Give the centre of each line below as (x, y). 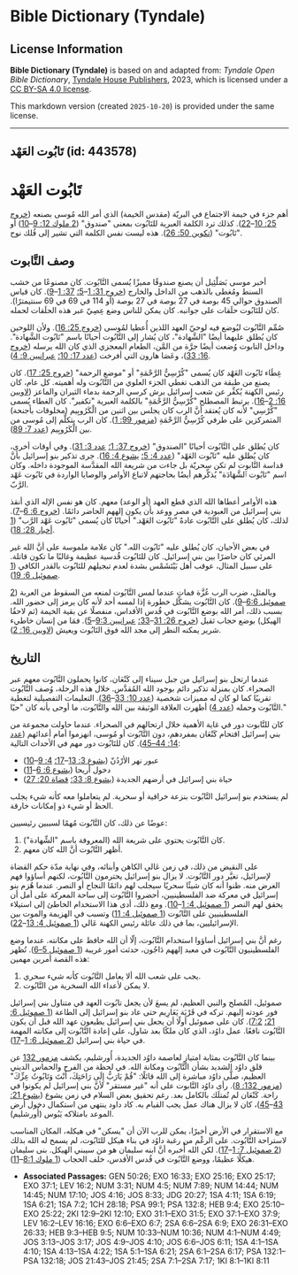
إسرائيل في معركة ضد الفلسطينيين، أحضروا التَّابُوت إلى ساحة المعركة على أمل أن (144, 895)
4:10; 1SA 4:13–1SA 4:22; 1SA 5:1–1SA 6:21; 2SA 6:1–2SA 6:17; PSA (142, 1251)
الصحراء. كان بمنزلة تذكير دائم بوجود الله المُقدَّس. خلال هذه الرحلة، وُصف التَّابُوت (142, 688)
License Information (66, 49)
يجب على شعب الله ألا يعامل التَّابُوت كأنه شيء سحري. (112, 976)
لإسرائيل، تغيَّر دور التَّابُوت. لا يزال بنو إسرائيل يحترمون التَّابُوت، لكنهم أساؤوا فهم (141, 876)
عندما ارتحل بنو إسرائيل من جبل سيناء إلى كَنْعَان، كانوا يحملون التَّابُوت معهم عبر (139, 679)
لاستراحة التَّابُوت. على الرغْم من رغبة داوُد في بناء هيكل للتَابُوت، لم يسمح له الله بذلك (148, 1140)
